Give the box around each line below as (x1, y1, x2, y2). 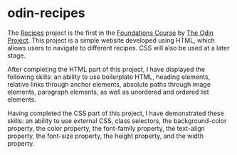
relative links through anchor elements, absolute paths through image (7, 80, 211, 88)
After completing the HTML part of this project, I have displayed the (7, 65, 205, 73)
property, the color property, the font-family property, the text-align (7, 124, 205, 132)
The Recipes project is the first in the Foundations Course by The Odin (7, 28, 214, 37)
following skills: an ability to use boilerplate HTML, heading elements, (7, 73, 211, 81)
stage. (7, 51, 26, 60)
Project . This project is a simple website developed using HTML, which (7, 36, 215, 44)
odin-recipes (7, 5, 85, 21)
